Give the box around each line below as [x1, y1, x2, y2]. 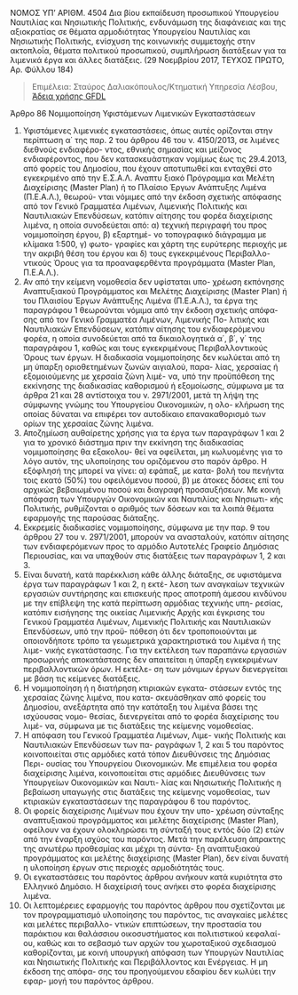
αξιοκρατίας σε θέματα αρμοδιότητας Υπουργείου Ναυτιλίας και [10, 27, 251, 36]
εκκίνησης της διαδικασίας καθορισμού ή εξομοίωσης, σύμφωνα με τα [22, 381, 285, 390]
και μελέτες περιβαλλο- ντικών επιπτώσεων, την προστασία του [22, 919, 263, 929]
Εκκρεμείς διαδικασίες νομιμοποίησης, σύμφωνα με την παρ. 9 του [22, 522, 271, 533]
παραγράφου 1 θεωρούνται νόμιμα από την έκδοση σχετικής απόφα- [22, 305, 278, 315]
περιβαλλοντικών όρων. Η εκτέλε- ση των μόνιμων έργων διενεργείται [22, 664, 288, 674]
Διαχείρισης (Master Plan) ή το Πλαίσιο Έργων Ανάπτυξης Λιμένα [22, 182, 267, 192]
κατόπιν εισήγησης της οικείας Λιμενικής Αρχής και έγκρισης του [22, 607, 265, 617]
